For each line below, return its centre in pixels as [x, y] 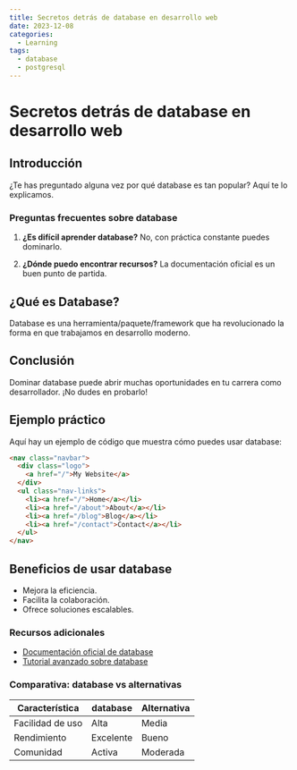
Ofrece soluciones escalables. [78, 610]
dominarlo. [42, 247]
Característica [48, 707]
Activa [104, 752]
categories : [31, 34]
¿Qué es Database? [64, 302]
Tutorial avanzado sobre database [85, 662]
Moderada [163, 752]
